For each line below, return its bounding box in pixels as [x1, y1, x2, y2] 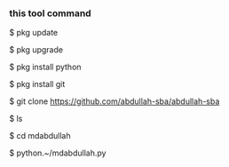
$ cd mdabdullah [9, 131, 71, 141]
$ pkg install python [9, 61, 82, 73]
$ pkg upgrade [9, 44, 64, 55]
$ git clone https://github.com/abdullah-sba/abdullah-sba [9, 96, 220, 107]
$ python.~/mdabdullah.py [9, 147, 107, 158]
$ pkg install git [9, 79, 66, 90]
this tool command [9, 7, 91, 20]
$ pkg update [9, 28, 59, 38]
